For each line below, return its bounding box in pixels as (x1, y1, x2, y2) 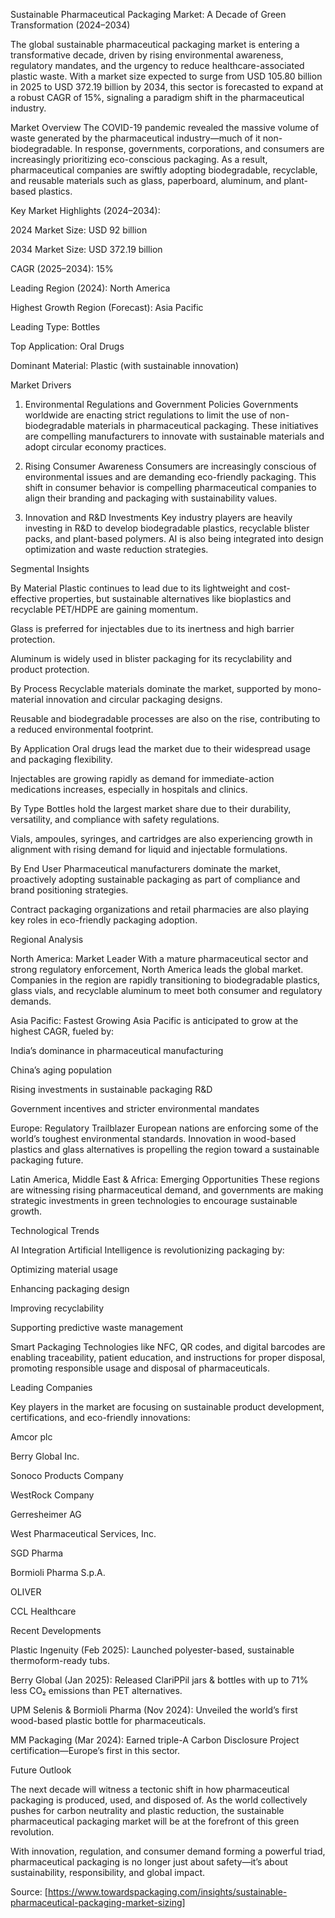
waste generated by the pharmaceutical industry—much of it (10, 132, 261, 144)
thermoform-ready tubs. (10, 1655, 111, 1666)
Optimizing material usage (10, 1264, 118, 1275)
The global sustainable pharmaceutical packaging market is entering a (10, 39, 300, 50)
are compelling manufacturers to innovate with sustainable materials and (24, 430, 325, 442)
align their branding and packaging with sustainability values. (24, 492, 278, 504)
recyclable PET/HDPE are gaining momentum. (10, 604, 199, 615)
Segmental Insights (10, 563, 90, 574)
